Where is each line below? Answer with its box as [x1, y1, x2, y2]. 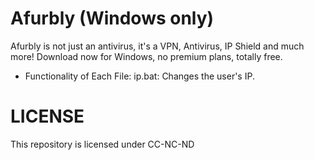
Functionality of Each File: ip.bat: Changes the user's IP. [24, 70, 255, 82]
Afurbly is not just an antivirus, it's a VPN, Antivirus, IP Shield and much [10, 40, 305, 52]
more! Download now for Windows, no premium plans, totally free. [10, 50, 283, 62]
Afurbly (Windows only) [10, 7, 215, 30]
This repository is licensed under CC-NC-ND [10, 138, 195, 150]
